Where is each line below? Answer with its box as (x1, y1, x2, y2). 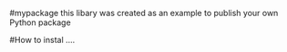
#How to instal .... (9, 35, 76, 45)
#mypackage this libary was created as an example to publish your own (9, 8, 279, 18)
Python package (9, 17, 71, 28)
